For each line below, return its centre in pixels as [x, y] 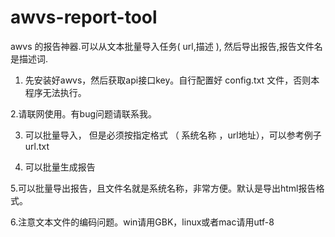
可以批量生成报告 [60, 167]
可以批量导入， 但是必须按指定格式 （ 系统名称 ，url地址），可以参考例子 [173, 135]
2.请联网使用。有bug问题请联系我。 [84, 113]
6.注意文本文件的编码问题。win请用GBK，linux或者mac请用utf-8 [142, 222]
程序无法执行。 [55, 92]
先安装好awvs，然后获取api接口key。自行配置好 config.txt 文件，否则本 [172, 80]
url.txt [37, 146]
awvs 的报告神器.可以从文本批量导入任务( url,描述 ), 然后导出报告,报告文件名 [166, 46]
